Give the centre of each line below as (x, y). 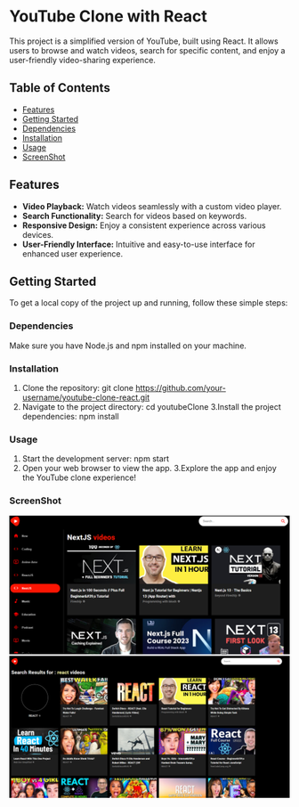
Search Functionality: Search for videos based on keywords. (134, 216)
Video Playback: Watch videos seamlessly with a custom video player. (152, 206)
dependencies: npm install (70, 416)
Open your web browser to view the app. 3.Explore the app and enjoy (149, 469)
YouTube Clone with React (108, 16)
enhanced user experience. (72, 253)
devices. (38, 234)
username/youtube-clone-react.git (86, 397)
